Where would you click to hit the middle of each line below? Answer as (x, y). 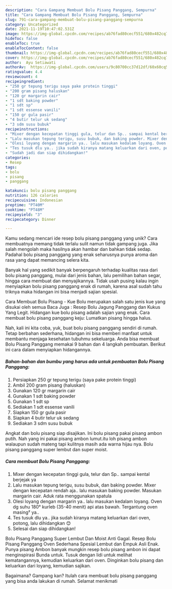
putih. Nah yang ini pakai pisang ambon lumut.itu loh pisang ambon (76, 439)
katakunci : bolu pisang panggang (41, 191)
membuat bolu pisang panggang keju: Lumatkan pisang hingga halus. (79, 318)
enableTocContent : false (32, 48)
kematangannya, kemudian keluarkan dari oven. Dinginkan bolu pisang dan (84, 560)
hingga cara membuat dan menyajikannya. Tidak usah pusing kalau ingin (82, 281)
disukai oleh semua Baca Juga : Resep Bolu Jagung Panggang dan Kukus (83, 307)
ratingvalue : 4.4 (24, 72)
